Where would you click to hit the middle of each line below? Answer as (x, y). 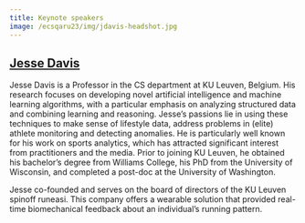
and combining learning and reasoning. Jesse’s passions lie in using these (149, 114)
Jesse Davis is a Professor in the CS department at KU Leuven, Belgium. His (152, 85)
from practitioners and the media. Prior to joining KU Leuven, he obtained (147, 153)
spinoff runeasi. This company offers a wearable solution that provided (143, 199)
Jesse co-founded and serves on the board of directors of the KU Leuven (148, 190)
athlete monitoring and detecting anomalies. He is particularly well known (147, 134)
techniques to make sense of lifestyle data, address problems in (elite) (142, 124)
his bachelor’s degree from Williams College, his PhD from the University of (151, 162)
